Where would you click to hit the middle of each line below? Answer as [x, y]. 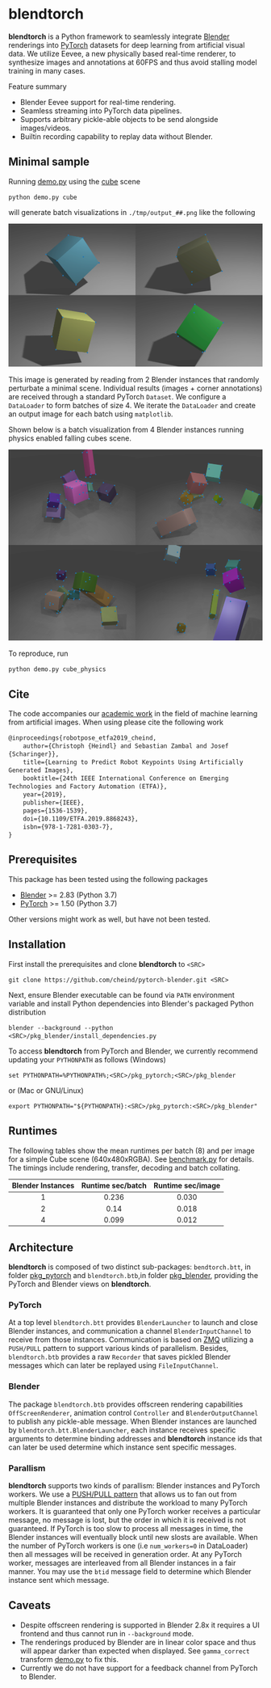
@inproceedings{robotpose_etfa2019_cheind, [83, 738]
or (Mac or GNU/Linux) [46, 1090]
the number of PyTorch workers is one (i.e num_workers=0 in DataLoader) [128, 1546]
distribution [27, 1012]
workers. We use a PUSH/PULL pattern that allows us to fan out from [123, 1494]
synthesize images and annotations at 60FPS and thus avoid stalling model [133, 62]
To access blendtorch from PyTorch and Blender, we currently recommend [133, 1051]
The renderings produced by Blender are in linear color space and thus [138, 1642]
